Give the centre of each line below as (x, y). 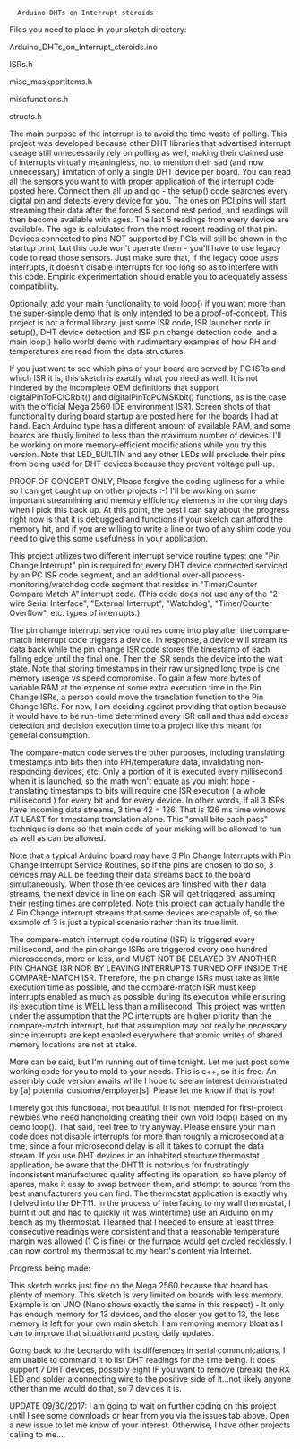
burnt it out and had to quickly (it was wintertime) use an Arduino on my (141, 1212)
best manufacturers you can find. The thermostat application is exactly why (149, 1193)
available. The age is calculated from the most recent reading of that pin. (143, 229)
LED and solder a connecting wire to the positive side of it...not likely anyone (150, 1379)
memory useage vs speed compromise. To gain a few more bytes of (135, 678)
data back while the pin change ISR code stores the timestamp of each (140, 649)
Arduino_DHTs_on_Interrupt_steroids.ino (84, 47)
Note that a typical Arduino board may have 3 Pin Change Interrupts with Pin (150, 855)
